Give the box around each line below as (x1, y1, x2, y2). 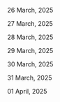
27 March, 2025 (7, 20, 54, 27)
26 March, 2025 (7, 6, 54, 14)
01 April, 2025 (7, 87, 47, 95)
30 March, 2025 (7, 60, 54, 68)
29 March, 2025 (7, 47, 54, 54)
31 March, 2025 (7, 73, 52, 82)
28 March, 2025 (7, 33, 54, 41)
